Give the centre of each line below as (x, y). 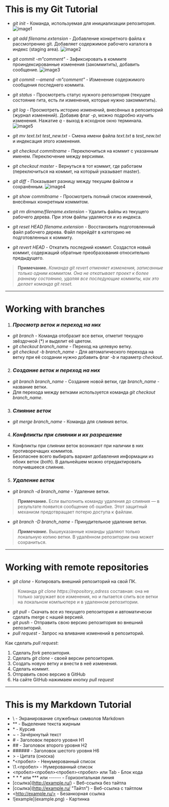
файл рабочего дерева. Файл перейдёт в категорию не (72, 232)
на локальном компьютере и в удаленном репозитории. (78, 602)
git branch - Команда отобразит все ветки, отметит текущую (78, 336)
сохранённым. (28, 186)
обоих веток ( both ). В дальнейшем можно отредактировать (77, 462)
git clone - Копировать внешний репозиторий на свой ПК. (74, 581)
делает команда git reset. (45, 283)
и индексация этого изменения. (47, 141)
